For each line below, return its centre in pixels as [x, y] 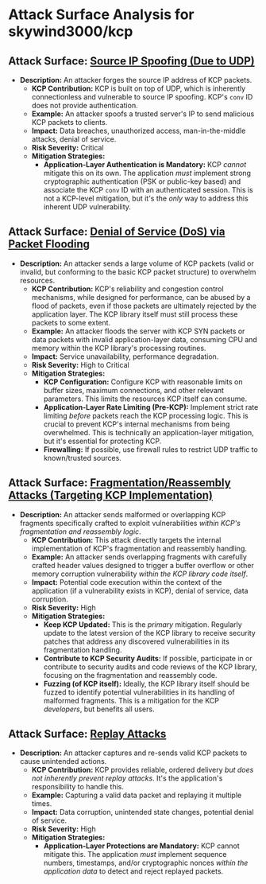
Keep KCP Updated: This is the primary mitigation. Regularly [143, 624]
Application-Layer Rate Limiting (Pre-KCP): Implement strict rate [151, 407]
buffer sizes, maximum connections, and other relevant [134, 390]
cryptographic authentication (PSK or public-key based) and [142, 181]
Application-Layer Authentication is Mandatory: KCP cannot [145, 164]
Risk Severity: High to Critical [80, 364]
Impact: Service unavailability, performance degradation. [125, 356]
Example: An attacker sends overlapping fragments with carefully [139, 557]
